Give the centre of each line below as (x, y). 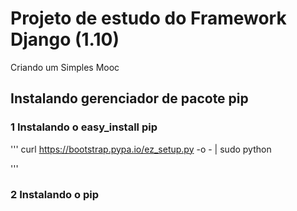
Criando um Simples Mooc (65, 67)
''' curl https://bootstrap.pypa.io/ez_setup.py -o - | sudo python (141, 149)
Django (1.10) (65, 39)
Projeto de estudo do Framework (148, 18)
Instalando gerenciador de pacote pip (129, 98)
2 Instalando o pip (54, 194)
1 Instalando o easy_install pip (84, 127)
